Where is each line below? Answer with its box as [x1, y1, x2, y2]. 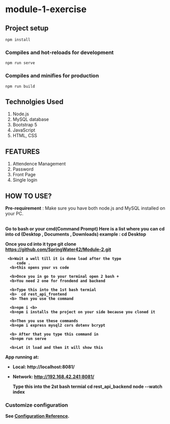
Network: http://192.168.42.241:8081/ [12, 374, 95, 380]
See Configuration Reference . [5, 413, 70, 419]
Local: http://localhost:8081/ [12, 364, 75, 370]
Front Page [12, 172, 36, 178]
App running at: [5, 354, 39, 360]
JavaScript [12, 127, 36, 133]
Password [12, 166, 34, 172]
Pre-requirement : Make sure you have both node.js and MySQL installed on [5, 205, 165, 211]
